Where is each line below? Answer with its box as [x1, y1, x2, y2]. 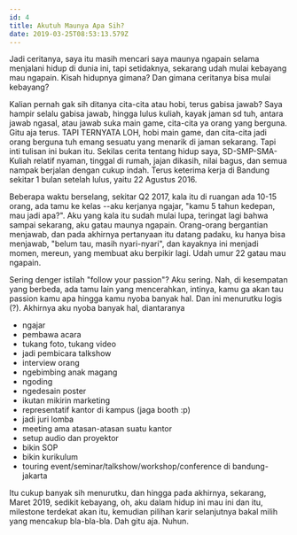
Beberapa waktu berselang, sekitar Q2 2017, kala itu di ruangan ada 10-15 [9, 191, 277, 202]
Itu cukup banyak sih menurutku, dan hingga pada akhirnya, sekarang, [9, 488, 267, 499]
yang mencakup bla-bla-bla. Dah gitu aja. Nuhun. [9, 516, 189, 527]
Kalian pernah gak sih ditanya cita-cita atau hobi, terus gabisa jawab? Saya [9, 99, 283, 110]
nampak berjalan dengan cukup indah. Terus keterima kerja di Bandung [9, 165, 270, 175]
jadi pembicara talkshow [21, 348, 112, 359]
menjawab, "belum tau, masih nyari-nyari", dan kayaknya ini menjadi [9, 238, 259, 249]
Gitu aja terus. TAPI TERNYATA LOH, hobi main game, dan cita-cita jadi [9, 128, 268, 138]
